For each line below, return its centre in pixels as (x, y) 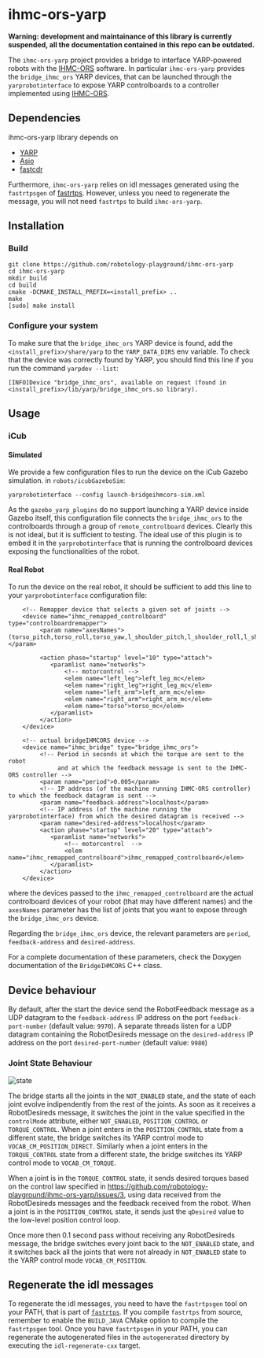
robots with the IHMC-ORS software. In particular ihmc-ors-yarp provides (126, 68)
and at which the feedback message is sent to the (142, 768)
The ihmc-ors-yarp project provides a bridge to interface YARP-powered (125, 60)
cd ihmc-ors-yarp (37, 272)
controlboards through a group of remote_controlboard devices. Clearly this (130, 526)
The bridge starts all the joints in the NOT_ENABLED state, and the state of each (132, 1096)
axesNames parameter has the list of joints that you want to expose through (128, 910)
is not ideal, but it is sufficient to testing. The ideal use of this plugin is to (125, 535)
